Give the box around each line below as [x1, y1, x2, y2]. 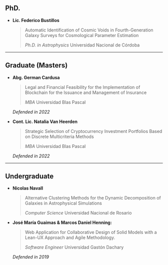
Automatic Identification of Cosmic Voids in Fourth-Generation [24, 27, 153, 33]
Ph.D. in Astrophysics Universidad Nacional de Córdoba [24, 42, 140, 48]
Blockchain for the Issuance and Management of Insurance [24, 89, 147, 95]
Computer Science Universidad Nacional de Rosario [24, 210, 132, 216]
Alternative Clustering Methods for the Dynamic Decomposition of [24, 195, 161, 201]
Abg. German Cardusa [12, 74, 60, 80]
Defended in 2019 [12, 254, 49, 260]
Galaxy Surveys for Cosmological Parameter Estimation [24, 32, 139, 38]
